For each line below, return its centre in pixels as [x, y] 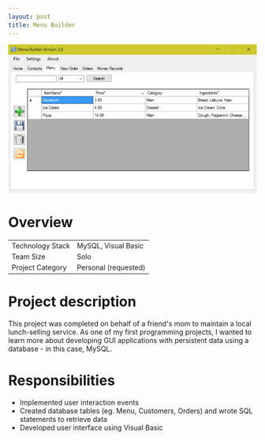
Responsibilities [62, 380]
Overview [41, 223]
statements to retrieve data [63, 419]
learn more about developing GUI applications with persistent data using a [129, 340]
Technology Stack [41, 245]
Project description [72, 302]
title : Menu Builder [42, 25]
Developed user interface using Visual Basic [91, 427]
